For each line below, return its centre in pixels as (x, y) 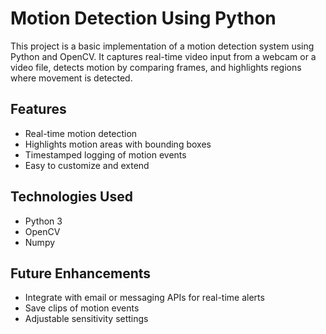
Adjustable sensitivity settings (86, 319)
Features (38, 109)
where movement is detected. (71, 78)
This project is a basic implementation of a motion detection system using (162, 46)
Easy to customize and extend (87, 165)
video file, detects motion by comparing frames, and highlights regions (156, 67)
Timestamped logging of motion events (105, 154)
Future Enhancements (81, 273)
